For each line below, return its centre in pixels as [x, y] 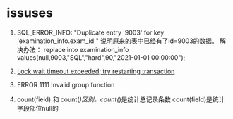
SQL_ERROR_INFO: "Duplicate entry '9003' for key [90, 32]
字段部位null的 [38, 108]
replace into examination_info [86, 49]
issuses [30, 13]
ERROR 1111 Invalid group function [66, 84]
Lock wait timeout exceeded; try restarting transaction [96, 71]
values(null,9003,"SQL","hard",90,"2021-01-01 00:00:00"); [101, 57]
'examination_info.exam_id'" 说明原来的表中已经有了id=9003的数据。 [117, 41]
